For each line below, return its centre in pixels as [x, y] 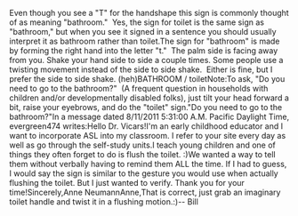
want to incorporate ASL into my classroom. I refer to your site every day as [148, 136]
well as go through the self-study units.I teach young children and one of [142, 145]
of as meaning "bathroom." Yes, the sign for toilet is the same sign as [137, 22]
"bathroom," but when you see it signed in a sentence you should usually [143, 32]
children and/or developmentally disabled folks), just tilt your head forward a [149, 98]
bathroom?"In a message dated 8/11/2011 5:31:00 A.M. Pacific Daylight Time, [149, 116]
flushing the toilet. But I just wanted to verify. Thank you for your [127, 183]
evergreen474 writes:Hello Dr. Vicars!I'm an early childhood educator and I [146, 126]
